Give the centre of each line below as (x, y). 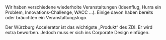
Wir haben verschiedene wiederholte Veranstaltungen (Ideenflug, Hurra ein (83, 7)
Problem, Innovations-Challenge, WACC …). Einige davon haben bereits (79, 12)
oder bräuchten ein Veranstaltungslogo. (47, 18)
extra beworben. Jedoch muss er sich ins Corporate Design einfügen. (77, 32)
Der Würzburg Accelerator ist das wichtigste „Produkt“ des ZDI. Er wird (79, 27)
